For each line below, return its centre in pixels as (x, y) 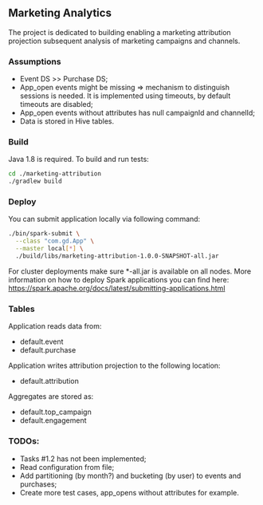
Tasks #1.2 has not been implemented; (83, 459)
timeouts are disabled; (56, 105)
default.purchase (48, 350)
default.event (41, 341)
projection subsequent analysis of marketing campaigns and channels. (124, 41)
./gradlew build (35, 181)
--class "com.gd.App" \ (55, 241)
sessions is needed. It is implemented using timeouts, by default (125, 96)
